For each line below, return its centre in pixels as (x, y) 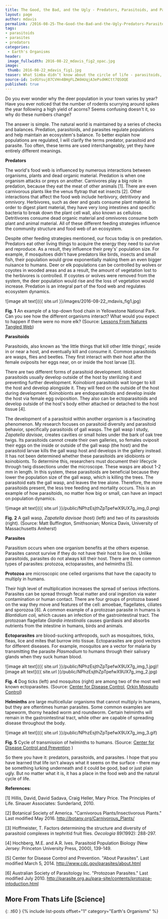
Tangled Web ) (19, 327)
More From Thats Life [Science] (55, 899)
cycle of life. (18, 778)
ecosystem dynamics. (28, 291)
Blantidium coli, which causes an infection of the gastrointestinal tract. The (82, 615)
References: (18, 788)
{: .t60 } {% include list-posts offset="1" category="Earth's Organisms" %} (82, 911)
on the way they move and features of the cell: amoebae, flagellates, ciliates (83, 604)
